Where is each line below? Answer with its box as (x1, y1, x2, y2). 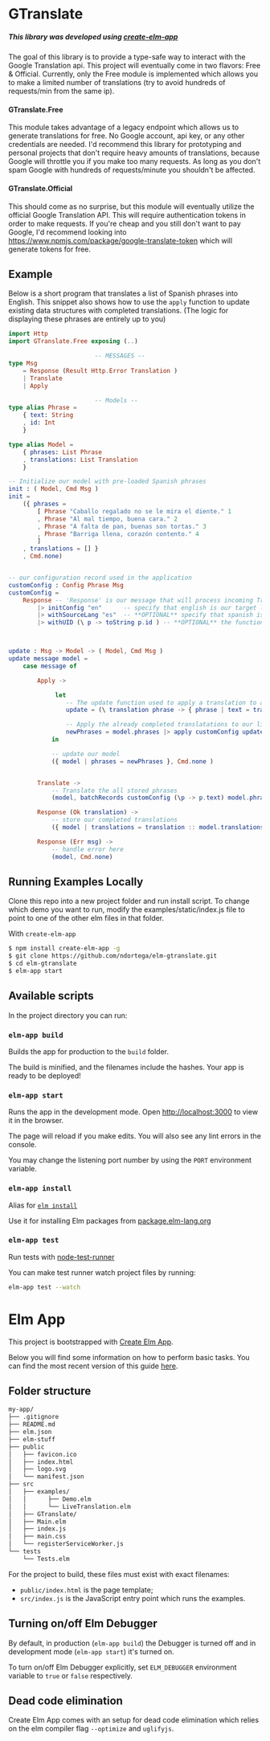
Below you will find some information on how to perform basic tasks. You (8, 1352, 251, 1362)
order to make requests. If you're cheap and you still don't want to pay (8, 219, 241, 228)
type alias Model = (8, 440, 74, 448)
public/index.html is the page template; (19, 1584, 153, 1595)
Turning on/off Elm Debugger (8, 1616, 158, 1631)
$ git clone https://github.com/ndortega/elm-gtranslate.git (8, 952, 218, 960)
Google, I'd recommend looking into (8, 227, 127, 237)
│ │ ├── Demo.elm (8, 1495, 92, 1503)
